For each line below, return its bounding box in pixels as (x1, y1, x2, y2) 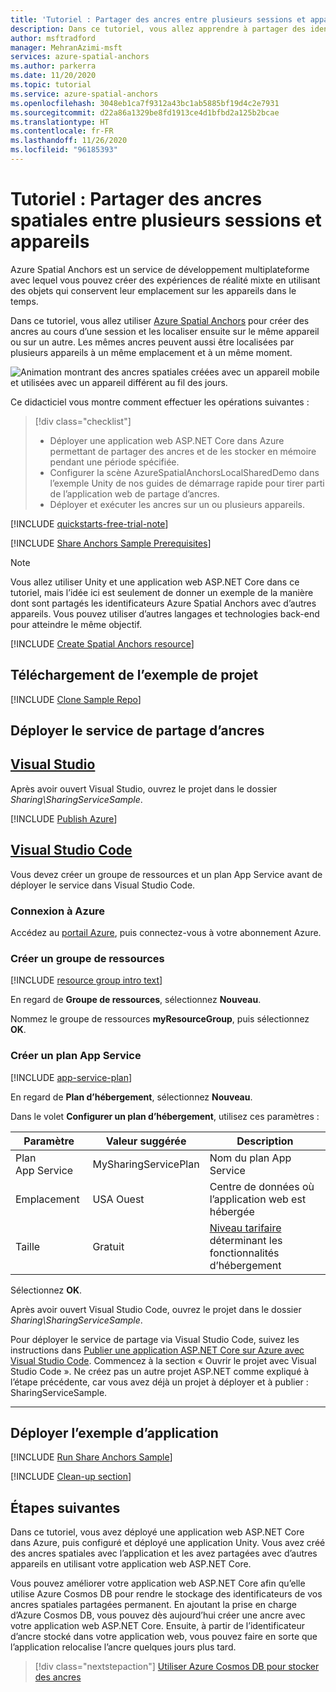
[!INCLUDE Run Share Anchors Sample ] (10, 1451, 173, 1463)
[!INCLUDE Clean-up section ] (10, 1471, 132, 1483)
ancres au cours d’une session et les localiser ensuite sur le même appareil (10, 325, 320, 337)
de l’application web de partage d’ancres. (49, 487, 220, 500)
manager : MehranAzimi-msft (10, 42, 123, 53)
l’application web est (209, 1192, 307, 1206)
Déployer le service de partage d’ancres (10, 722, 265, 740)
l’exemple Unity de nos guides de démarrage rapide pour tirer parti (49, 477, 325, 489)
